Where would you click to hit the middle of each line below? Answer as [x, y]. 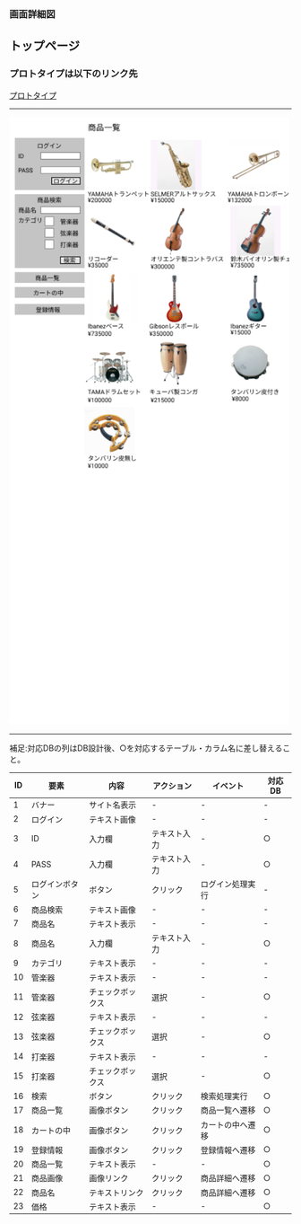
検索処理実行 [224, 1096]
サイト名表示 [113, 805]
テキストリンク [116, 1193]
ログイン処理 [224, 884]
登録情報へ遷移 [228, 1149]
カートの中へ [224, 1124]
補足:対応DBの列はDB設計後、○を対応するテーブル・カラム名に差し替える [146, 748]
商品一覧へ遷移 [228, 1110]
